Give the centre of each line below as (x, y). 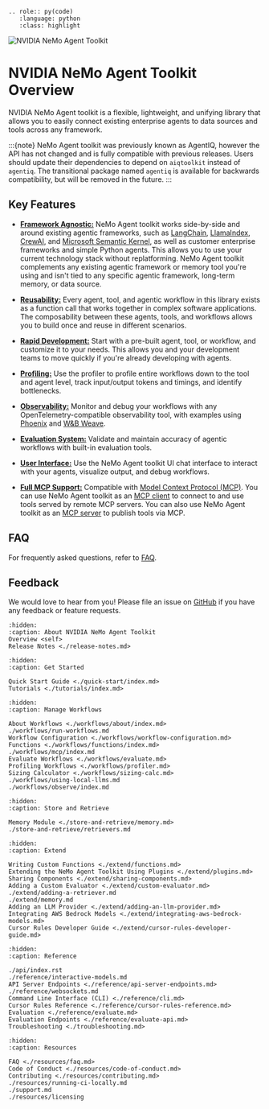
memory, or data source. (61, 284)
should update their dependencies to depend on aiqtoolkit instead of (124, 162)
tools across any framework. (55, 130)
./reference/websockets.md (53, 992)
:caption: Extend (37, 851)
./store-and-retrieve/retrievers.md (69, 830)
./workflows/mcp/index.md (51, 752)
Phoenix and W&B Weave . (63, 423)
